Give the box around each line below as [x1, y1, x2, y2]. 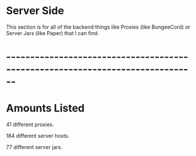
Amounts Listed [6, 102, 85, 115]
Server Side [6, 4, 64, 18]
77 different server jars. [6, 144, 63, 151]
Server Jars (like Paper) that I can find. [6, 29, 99, 36]
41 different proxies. [6, 121, 54, 128]
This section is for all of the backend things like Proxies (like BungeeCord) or [6, 23, 191, 30]
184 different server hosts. [6, 133, 70, 140]
